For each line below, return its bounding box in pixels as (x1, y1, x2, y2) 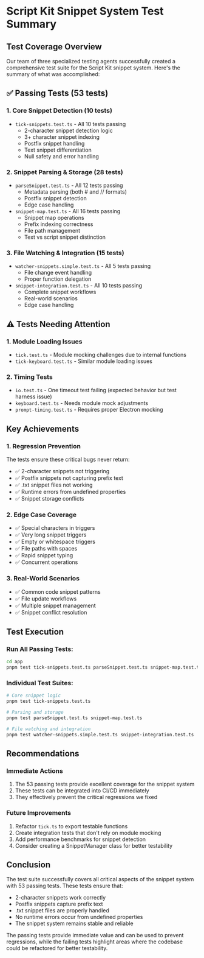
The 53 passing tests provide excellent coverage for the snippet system (15, 781, 195, 788)
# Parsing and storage (6, 710, 64, 716)
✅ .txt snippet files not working (15, 481, 93, 488)
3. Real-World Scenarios (6, 574, 80, 583)
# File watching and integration (6, 726, 91, 732)
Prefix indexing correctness (24, 220, 93, 228)
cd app (6, 659, 23, 665)
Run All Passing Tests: (6, 644, 74, 653)
